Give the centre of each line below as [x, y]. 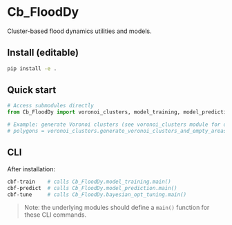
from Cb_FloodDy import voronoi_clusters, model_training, [94, 112]
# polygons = [26, 131]
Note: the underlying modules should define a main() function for [117, 208]
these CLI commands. [55, 215]
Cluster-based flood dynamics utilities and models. [79, 31]
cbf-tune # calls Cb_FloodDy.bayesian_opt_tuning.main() [97, 194]
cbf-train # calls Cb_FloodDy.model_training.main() [89, 182]
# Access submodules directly [51, 106]
